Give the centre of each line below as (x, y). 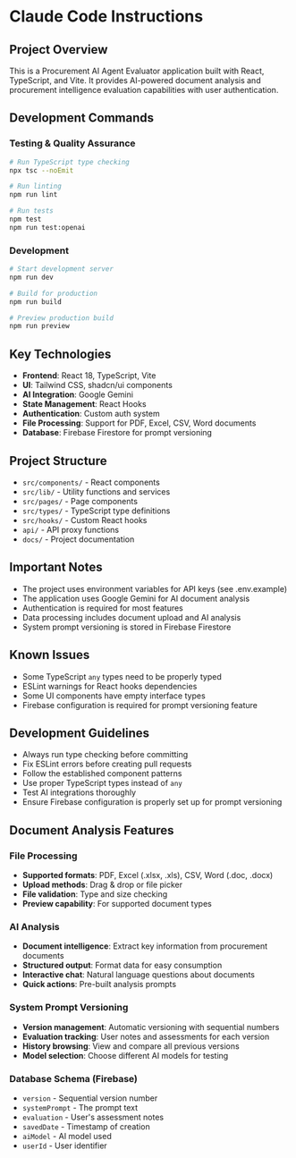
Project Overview (59, 50)
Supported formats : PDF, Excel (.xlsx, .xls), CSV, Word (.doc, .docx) (148, 875)
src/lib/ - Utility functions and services (96, 491)
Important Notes (56, 567)
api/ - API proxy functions (70, 529)
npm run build (36, 301)
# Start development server (62, 269)
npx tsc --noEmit (42, 170)
